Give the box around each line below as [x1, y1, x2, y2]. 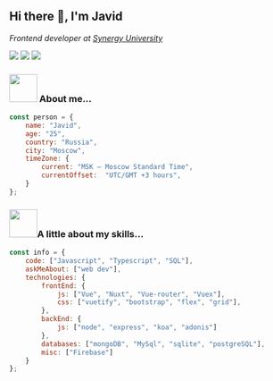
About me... [38, 92, 92, 105]
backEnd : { [41, 315, 82, 324]
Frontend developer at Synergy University [9, 32, 163, 43]
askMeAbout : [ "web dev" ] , [25, 265, 122, 274]
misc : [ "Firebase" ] [41, 348, 114, 357]
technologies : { [25, 273, 87, 282]
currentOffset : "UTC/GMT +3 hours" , [41, 171, 181, 180]
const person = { [9, 113, 74, 122]
